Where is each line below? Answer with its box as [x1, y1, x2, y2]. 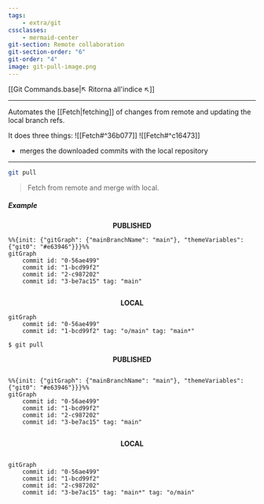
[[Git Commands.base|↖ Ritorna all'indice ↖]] [8, 84, 155, 94]
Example [8, 201, 38, 210]
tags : [8, 11, 26, 20]
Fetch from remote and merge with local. [27, 183, 159, 192]
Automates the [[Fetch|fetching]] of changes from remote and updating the [8, 107, 251, 117]
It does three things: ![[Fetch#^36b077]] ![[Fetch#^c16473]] [8, 131, 200, 140]
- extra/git [22, 19, 61, 27]
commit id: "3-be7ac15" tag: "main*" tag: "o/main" [22, 489, 195, 497]
